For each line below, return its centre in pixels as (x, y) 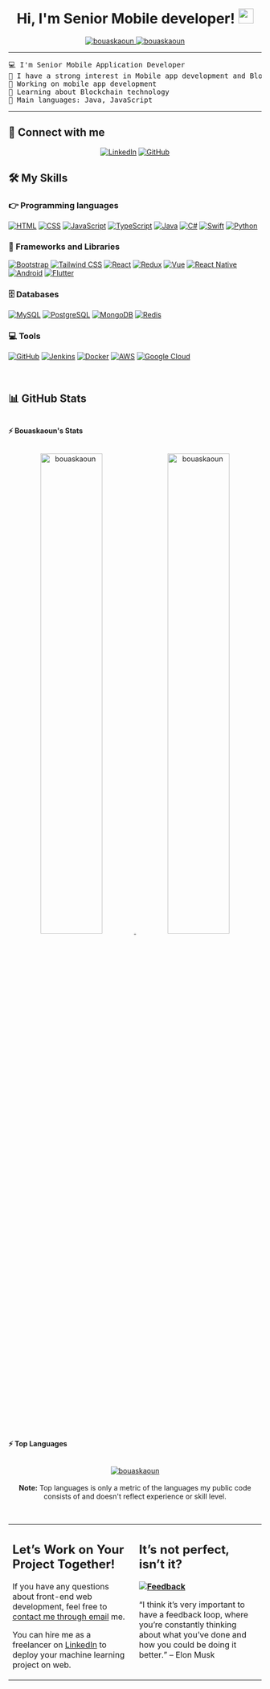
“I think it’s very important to (192, 1605)
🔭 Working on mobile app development (83, 84)
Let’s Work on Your (68, 1550)
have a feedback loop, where (194, 1615)
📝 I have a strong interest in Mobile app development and (127, 76)
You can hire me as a (52, 1635)
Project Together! (63, 1564)
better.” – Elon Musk (177, 1655)
